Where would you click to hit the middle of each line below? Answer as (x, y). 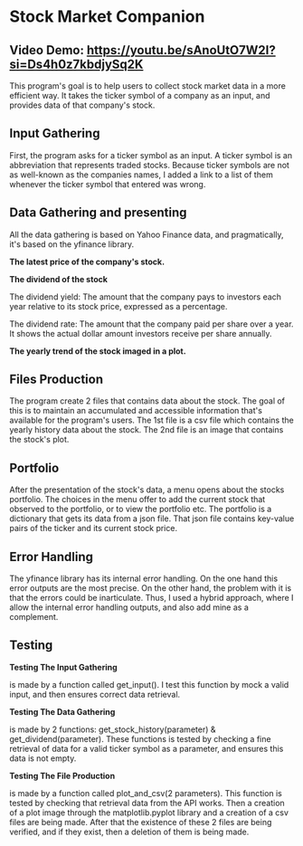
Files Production (57, 380)
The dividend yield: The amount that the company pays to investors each (146, 297)
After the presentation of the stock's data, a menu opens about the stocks (147, 490)
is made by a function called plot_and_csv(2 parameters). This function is (146, 793)
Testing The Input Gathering (63, 667)
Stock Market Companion (107, 17)
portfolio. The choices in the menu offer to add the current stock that (137, 499)
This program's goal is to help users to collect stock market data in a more (148, 86)
